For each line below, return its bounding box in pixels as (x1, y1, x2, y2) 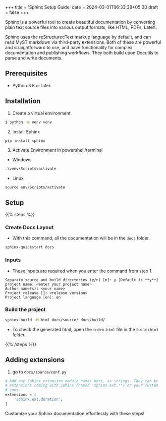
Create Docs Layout (5, 224, 54, 231)
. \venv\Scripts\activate (5, 166, 56, 172)
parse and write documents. (5, 55, 63, 61)
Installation (5, 97, 41, 106)
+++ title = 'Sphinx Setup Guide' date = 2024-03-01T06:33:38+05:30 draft (5, 4, 158, 10)
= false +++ (5, 9, 29, 15)
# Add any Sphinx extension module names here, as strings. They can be (5, 378, 159, 383)
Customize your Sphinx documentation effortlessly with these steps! (5, 410, 145, 416)
